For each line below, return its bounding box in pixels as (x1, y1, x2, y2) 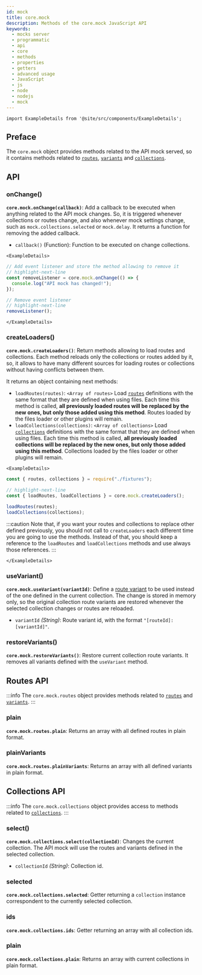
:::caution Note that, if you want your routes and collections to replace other (6, 520, 195, 527)
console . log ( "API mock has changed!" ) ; (11, 280, 112, 286)
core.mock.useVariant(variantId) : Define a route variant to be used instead (6, 585, 195, 593)
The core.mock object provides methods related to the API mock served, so (6, 148, 192, 155)
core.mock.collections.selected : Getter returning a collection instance (6, 891, 186, 899)
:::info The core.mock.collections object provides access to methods (6, 803, 178, 810)
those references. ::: (6, 546, 56, 553)
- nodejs (11, 93, 34, 99)
